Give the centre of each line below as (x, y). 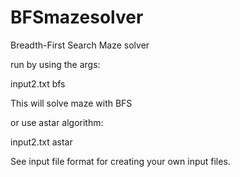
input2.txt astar (41, 142)
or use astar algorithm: (57, 122)
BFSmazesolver (77, 17)
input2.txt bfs (38, 83)
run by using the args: (55, 64)
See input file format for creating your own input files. (120, 161)
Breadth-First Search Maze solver (80, 45)
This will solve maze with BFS (71, 103)
